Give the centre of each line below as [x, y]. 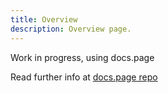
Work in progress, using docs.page [82, 57]
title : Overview [44, 19]
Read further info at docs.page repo [84, 77]
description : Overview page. [71, 29]
